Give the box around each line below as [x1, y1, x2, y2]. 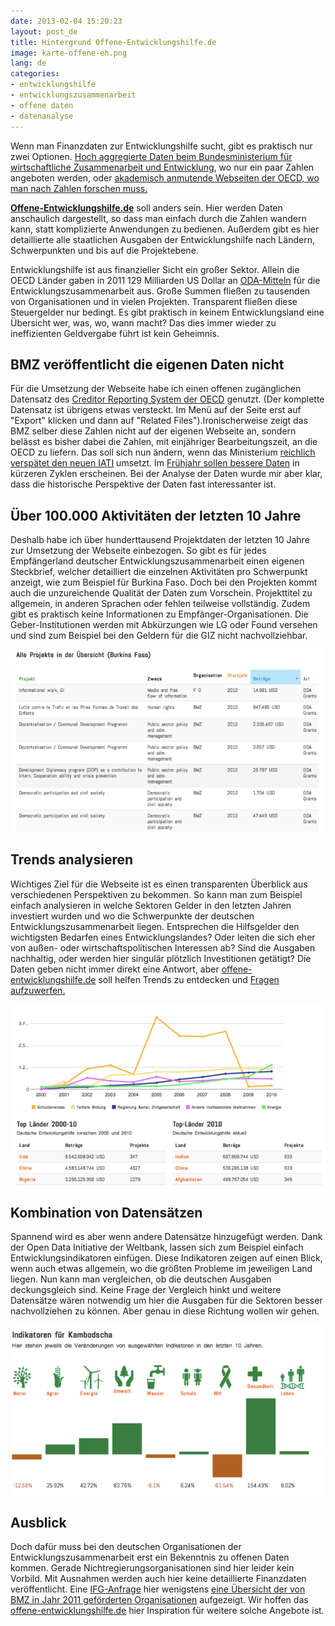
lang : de [10, 58, 47, 69]
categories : [10, 69, 60, 79]
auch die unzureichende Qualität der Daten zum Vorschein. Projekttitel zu [10, 587, 313, 599]
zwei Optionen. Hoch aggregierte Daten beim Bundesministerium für [10, 150, 293, 162]
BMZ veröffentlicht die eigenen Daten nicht [10, 356, 285, 373]
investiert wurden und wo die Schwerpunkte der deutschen [10, 910, 255, 922]
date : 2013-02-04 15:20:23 [10, 16, 123, 26]
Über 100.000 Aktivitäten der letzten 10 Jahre [10, 507, 302, 524]
